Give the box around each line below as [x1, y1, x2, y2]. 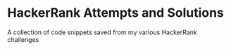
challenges [7, 35, 39, 43]
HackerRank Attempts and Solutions [7, 5, 224, 21]
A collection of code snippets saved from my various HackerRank [7, 28, 197, 36]
